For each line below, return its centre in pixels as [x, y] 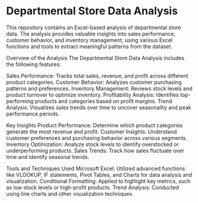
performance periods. [33, 114]
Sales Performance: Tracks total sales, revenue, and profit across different [97, 76]
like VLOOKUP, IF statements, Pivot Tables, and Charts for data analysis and [99, 174]
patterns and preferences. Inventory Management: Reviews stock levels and [99, 88]
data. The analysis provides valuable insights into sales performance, [91, 33]
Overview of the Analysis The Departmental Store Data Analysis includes [95, 58]
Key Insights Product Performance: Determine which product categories [95, 125]
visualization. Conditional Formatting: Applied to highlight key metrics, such [98, 181]
